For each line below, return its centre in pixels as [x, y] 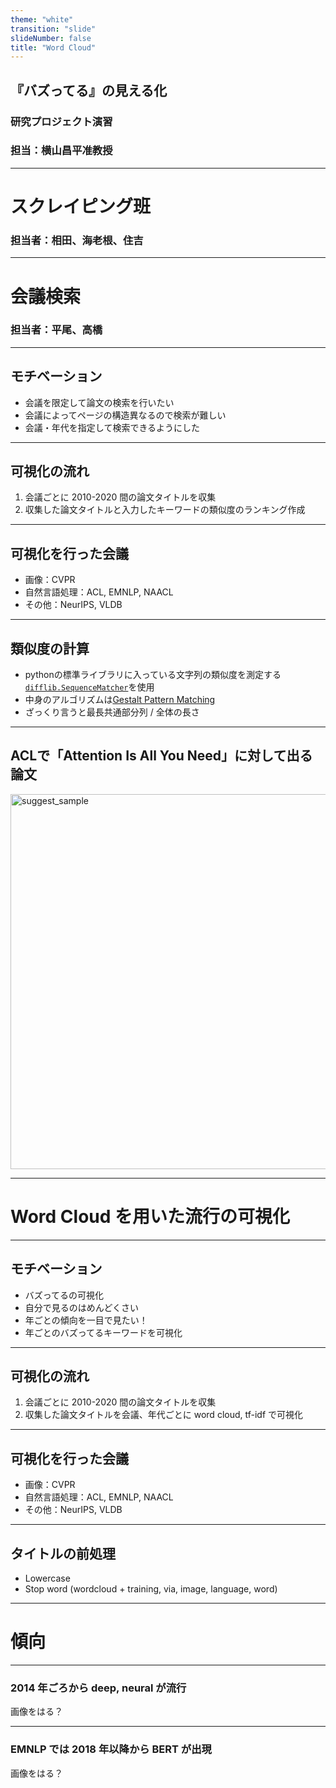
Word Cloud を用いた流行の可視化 [150, 1217]
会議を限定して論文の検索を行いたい [99, 402]
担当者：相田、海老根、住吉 [77, 240]
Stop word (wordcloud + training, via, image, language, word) [151, 1589]
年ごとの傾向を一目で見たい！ [86, 1320]
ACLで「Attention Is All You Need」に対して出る [161, 756]
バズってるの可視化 [64, 1295]
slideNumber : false [51, 38]
